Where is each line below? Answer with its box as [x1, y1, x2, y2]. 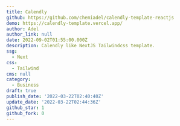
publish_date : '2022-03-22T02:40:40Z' [6, 93, 104, 99]
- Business [11, 82, 39, 88]
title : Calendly [6, 8, 47, 15]
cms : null [6, 71, 31, 77]
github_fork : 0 [6, 110, 45, 116]
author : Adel [6, 25, 39, 32]
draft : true [6, 88, 36, 94]
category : [6, 76, 31, 82]
